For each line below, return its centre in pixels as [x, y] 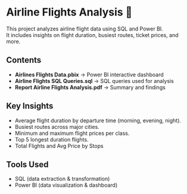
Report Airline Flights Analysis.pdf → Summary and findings [90, 87]
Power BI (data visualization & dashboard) [66, 185]
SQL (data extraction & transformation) [62, 179]
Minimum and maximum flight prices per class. [72, 133]
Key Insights [30, 106]
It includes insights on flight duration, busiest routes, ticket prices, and [92, 35]
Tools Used [27, 164]
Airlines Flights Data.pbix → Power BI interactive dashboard [89, 75]
